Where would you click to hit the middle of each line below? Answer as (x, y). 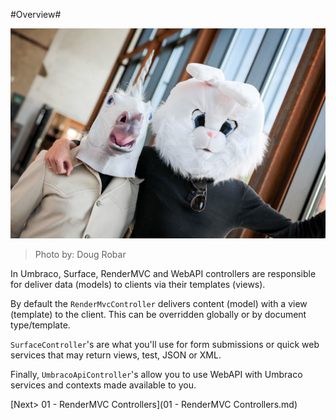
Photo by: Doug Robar (80, 254)
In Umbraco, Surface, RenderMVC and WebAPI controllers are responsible (163, 273)
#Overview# (36, 14)
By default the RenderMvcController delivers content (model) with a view (159, 303)
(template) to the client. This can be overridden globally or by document (158, 314)
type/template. (40, 325)
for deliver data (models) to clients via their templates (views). (138, 284)
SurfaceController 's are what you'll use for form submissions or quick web (165, 344)
